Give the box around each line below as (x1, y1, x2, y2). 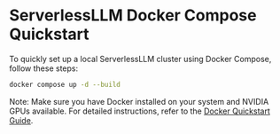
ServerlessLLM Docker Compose (9, 5, 257, 26)
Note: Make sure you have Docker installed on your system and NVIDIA (9, 96, 269, 106)
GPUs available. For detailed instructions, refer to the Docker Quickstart (9, 106, 270, 116)
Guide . (9, 114, 34, 125)
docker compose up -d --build (9, 80, 121, 89)
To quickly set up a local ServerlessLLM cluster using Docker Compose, (9, 53, 272, 64)
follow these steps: (9, 63, 78, 74)
